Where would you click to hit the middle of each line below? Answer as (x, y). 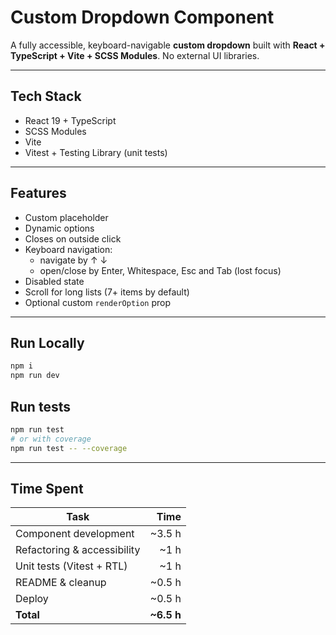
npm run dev (35, 376)
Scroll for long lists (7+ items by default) (107, 292)
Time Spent (47, 488)
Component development (75, 534)
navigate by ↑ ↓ (73, 260)
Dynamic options (59, 228)
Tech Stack (46, 96)
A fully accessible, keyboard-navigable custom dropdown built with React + (168, 45)
